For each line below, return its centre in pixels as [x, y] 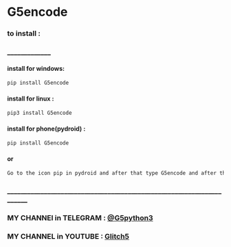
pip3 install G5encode [40, 113]
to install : [24, 34]
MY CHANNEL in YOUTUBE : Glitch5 [68, 237]
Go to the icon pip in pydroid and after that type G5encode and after [112, 173]
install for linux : [31, 98]
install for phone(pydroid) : [46, 129]
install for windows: [36, 68]
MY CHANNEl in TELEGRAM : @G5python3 [80, 218]
